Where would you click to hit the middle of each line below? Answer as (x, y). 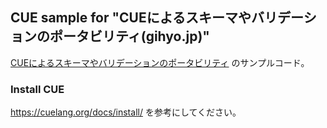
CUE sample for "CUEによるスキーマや (131, 18)
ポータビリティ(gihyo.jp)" (129, 36)
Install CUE (37, 89)
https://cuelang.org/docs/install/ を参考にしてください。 (126, 112)
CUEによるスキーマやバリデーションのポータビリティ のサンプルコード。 (160, 62)
